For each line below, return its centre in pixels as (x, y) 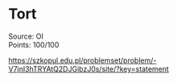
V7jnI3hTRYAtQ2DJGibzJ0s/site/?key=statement (88, 68)
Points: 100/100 (34, 44)
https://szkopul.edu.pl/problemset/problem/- (82, 60)
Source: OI (26, 36)
